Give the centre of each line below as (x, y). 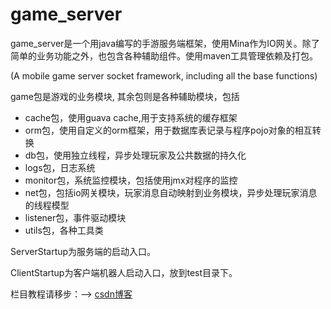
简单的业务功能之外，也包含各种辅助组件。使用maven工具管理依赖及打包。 (164, 55)
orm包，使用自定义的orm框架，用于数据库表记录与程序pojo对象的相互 (168, 130)
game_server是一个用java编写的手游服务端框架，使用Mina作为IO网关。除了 (165, 43)
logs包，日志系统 (60, 167)
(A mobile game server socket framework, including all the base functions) (164, 75)
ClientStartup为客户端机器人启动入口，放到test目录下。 (124, 272)
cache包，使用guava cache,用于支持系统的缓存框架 (131, 117)
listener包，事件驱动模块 (75, 217)
